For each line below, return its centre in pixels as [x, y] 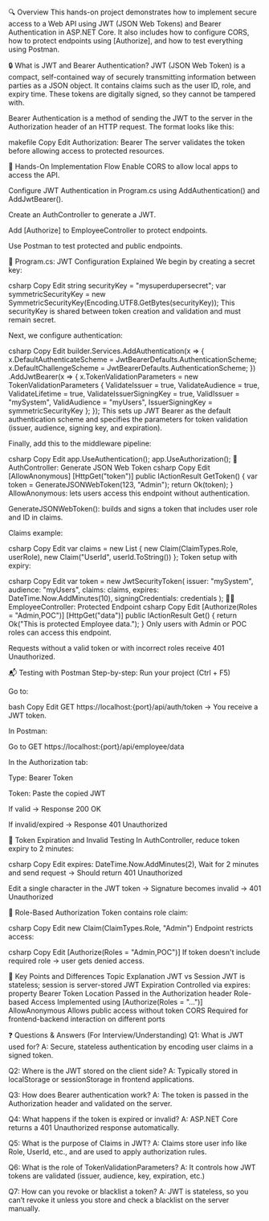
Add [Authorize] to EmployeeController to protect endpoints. [108, 230]
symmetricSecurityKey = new [57, 294]
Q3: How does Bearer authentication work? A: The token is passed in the [128, 1095]
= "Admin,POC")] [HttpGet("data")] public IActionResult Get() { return [123, 615]
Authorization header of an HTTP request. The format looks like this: [121, 127]
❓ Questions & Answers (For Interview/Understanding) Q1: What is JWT [126, 1035]
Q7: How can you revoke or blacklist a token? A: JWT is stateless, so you [128, 1191]
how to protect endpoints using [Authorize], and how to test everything [126, 41]
